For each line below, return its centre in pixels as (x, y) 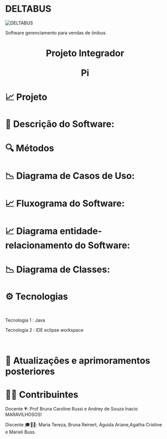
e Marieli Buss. (21, 432)
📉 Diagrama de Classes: (58, 270)
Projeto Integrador (85, 53)
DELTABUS (28, 9)
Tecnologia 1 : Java (25, 320)
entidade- (81, 231)
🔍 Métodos (30, 148)
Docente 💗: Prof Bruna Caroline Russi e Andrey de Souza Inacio (72, 409)
